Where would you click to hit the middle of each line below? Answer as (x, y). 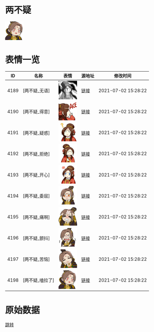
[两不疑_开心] (37, 175)
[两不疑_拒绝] (37, 154)
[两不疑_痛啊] (37, 217)
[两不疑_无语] (37, 91)
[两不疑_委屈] (37, 196)
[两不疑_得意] (37, 112)
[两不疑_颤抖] (37, 238)
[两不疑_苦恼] (37, 259)
